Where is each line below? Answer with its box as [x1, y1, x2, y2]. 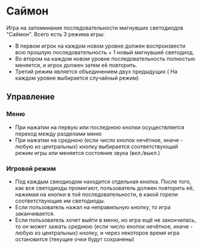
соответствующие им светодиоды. [14, 197, 106, 204]
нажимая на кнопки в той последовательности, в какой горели [14, 191, 178, 198]
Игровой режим [6, 164, 56, 172]
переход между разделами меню [14, 130, 102, 137]
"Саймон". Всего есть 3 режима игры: [6, 30, 105, 37]
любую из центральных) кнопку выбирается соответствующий [14, 143, 178, 150]
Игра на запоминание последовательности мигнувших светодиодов [6, 24, 184, 31]
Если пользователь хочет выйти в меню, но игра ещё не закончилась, [14, 216, 197, 224]
